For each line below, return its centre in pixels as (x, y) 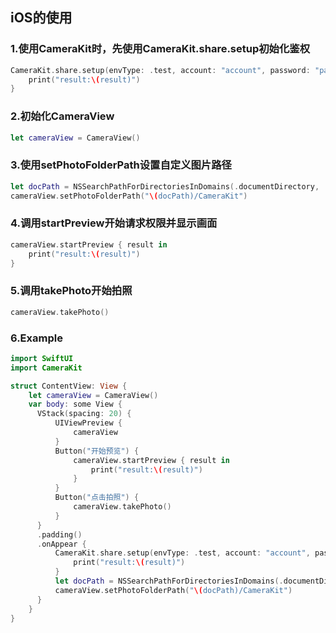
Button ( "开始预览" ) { (97, 451)
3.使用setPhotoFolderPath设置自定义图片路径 (121, 165)
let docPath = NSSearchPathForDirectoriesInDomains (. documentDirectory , (165, 186)
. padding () (59, 534)
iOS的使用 (41, 18)
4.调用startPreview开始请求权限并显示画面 (114, 223)
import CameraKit (46, 368)
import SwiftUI (42, 358)
